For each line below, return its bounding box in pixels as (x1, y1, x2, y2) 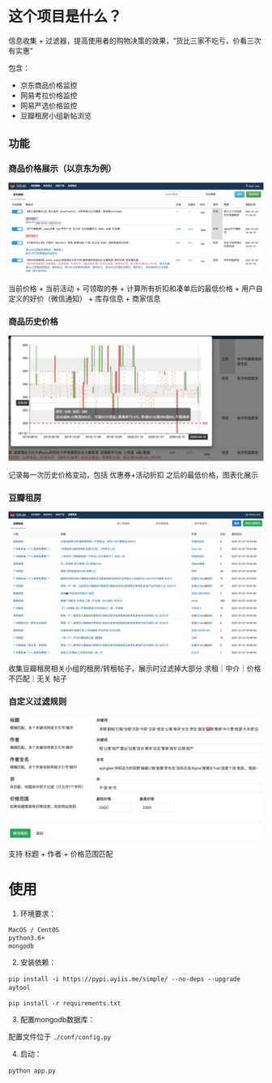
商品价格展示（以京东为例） (8, 163, 117, 174)
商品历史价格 (8, 316, 59, 327)
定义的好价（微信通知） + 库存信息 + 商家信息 (8, 293, 161, 304)
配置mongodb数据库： (19, 1014, 96, 1024)
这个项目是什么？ (8, 7, 123, 26)
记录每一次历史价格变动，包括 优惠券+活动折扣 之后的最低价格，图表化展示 (8, 469, 259, 479)
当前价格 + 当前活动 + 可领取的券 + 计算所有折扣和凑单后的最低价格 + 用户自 (8, 284, 263, 293)
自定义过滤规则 (8, 696, 67, 708)
